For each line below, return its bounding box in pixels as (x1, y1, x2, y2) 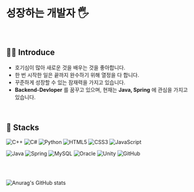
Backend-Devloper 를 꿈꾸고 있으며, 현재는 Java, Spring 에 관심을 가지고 (14, 86, 188, 93)
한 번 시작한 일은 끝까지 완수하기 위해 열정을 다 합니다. (14, 71, 140, 78)
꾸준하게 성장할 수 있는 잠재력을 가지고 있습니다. (14, 79, 125, 86)
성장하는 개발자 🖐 (6, 7, 89, 20)
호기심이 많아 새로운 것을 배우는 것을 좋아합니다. (14, 64, 125, 71)
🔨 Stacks (6, 123, 40, 133)
